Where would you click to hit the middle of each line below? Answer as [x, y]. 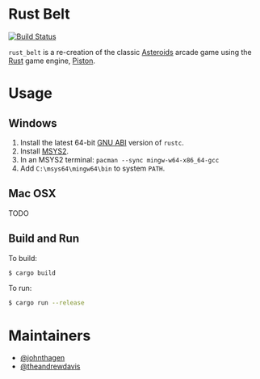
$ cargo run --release [46, 303]
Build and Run [44, 239]
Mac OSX [32, 194]
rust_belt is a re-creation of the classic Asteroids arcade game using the [130, 52]
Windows [33, 123]
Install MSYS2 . [44, 151]
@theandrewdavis [50, 366]
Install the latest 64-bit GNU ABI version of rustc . [102, 142]
